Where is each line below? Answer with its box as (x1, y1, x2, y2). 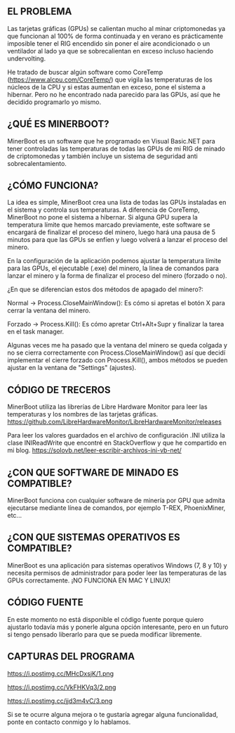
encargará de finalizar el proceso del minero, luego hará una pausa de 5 (7, 228, 216, 236)
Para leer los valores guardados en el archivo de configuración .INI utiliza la (7, 431, 226, 440)
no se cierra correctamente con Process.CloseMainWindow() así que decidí (7, 348, 226, 357)
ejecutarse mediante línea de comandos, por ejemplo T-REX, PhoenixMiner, (7, 504, 226, 512)
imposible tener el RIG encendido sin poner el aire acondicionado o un (7, 39, 210, 48)
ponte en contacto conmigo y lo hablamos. (7, 718, 131, 726)
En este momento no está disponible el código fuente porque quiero (7, 615, 204, 623)
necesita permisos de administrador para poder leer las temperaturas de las (7, 568, 227, 577)
